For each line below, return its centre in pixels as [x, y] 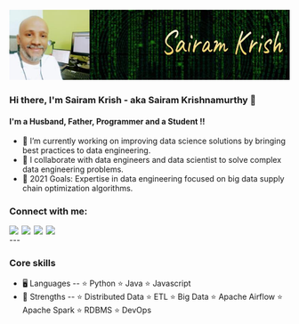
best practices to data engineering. [86, 150]
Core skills [32, 263]
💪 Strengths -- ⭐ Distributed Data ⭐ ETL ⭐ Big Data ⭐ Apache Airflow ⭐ [152, 296]
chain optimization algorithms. [77, 189]
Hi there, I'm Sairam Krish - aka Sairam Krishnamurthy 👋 [133, 100]
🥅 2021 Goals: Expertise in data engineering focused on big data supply [153, 179]
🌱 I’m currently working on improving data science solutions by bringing [154, 141]
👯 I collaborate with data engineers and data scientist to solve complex [152, 160]
